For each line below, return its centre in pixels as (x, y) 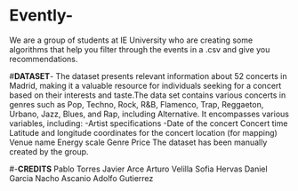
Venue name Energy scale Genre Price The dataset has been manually (138, 142)
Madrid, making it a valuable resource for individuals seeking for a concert (145, 85)
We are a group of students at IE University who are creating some (131, 40)
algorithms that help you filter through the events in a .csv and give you (140, 49)
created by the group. (49, 151)
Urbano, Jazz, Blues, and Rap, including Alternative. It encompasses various (149, 114)
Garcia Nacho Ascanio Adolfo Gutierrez (81, 178)
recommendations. (44, 59)
